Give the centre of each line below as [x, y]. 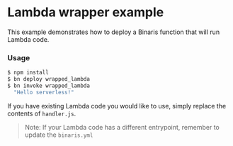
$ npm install [28, 73]
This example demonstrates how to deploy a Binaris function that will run [114, 32]
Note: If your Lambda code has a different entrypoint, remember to [122, 127]
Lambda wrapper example [86, 12]
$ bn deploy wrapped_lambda [49, 79]
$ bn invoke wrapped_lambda [49, 86]
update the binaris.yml [59, 135]
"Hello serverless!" [44, 92]
